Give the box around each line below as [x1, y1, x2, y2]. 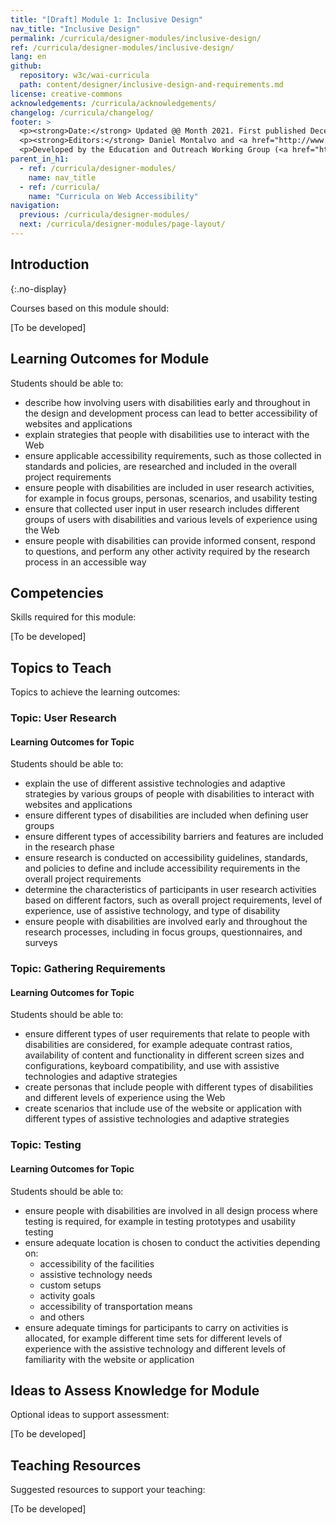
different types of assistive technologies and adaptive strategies [24, 1113, 290, 1125]
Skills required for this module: [10, 611, 137, 623]
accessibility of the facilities [39, 1257, 155, 1270]
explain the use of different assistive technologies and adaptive [24, 777, 286, 790]
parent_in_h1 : [10, 154, 70, 164]
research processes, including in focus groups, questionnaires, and [24, 926, 303, 938]
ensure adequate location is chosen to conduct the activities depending [24, 1236, 321, 1248]
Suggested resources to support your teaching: [10, 1484, 206, 1496]
